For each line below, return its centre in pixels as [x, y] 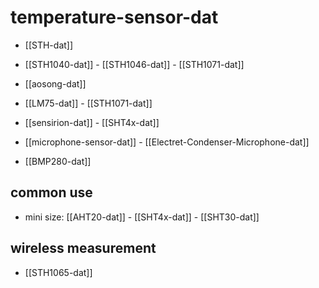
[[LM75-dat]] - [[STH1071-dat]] [88, 103]
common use [51, 192]
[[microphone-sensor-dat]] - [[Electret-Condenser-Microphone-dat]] [167, 142]
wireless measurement [83, 248]
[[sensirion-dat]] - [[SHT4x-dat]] [92, 122]
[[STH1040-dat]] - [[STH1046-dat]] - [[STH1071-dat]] [134, 64]
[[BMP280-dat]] [58, 161]
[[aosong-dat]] [55, 83]
